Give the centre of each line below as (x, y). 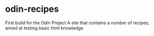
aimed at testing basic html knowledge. (45, 28)
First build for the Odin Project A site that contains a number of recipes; (77, 23)
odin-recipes (32, 9)
